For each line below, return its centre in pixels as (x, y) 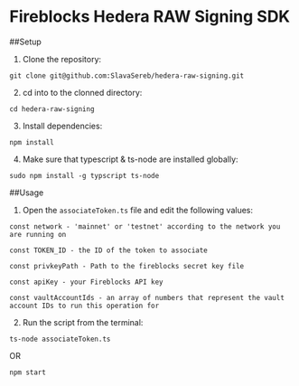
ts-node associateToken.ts (60, 339)
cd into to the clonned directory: (82, 92)
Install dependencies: (62, 126)
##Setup (26, 42)
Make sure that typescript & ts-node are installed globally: (130, 159)
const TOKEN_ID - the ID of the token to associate (108, 250)
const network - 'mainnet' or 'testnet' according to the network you (145, 226)
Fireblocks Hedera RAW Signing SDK (150, 17)
